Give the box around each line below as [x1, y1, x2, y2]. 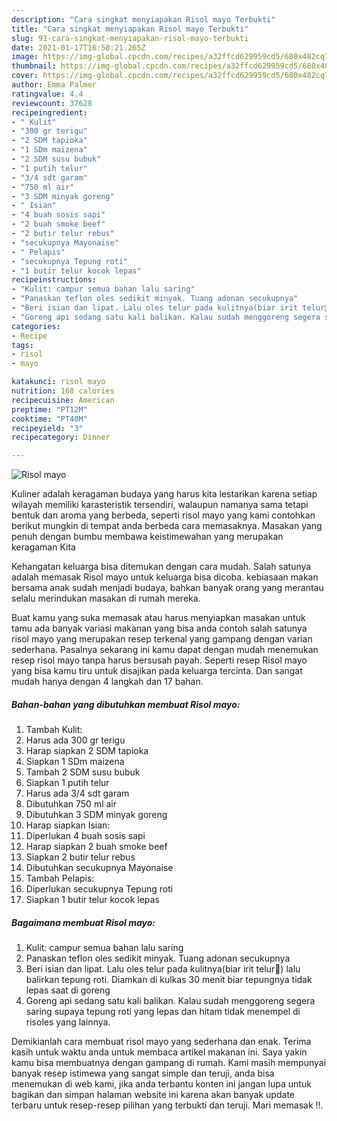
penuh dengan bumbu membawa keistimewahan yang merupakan [11, 531, 284, 543]
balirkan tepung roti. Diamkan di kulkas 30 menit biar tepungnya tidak [25, 974, 313, 986]
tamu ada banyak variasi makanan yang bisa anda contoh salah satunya [11, 622, 308, 635]
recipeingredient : [11, 107, 88, 118]
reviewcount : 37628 [11, 98, 93, 108]
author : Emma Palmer [11, 80, 98, 90]
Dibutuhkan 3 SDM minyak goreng [25, 809, 168, 821]
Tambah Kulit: [25, 724, 83, 736]
